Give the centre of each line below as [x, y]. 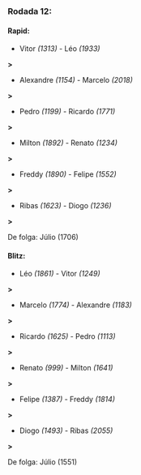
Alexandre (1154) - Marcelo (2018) [76, 80]
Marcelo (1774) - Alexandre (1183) [76, 305]
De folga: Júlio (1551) [43, 462]
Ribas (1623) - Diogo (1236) [65, 206]
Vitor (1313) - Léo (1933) [60, 49]
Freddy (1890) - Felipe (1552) [68, 174]
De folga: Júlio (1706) [43, 237]
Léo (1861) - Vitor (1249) [60, 274]
